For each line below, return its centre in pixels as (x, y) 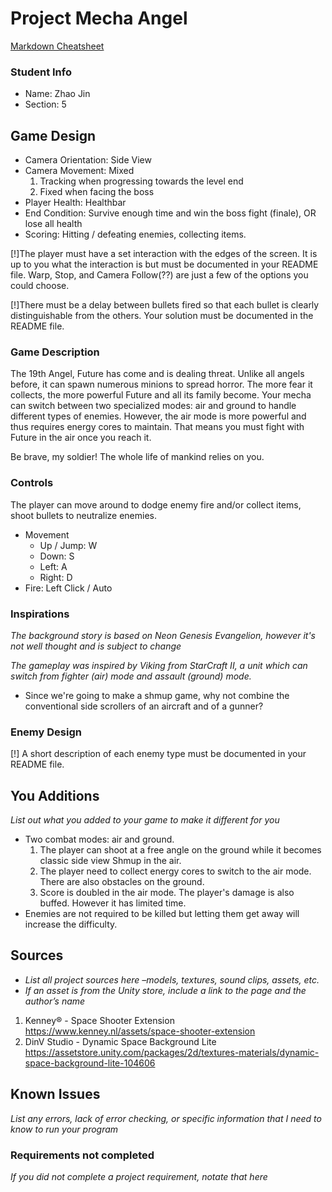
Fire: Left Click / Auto (68, 588)
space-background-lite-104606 (90, 1063)
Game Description (55, 352)
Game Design (53, 135)
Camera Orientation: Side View (88, 160)
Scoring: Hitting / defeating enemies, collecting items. (135, 234)
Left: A (53, 566)
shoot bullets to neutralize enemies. (83, 515)
